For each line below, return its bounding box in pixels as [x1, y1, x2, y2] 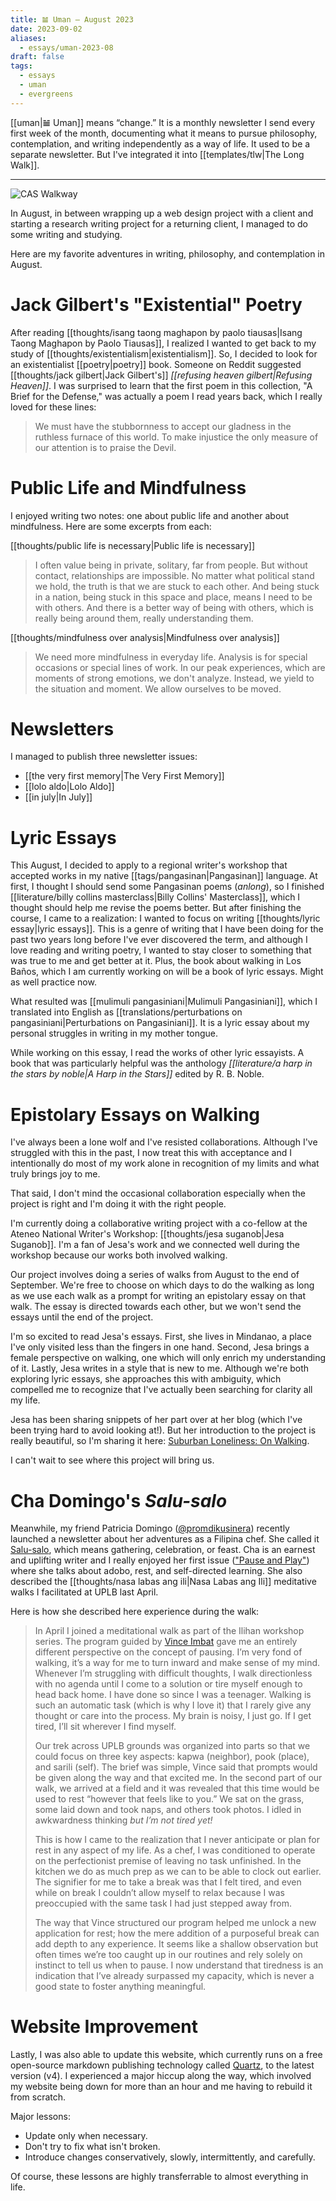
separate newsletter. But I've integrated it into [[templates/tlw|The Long [10, 148, 305, 160]
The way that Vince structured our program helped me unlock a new [34, 1917, 317, 1929]
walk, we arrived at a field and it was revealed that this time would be [34, 1782, 320, 1795]
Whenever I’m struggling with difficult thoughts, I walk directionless [34, 1667, 313, 1680]
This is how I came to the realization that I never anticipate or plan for [34, 1834, 321, 1846]
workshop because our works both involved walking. [10, 1249, 228, 1261]
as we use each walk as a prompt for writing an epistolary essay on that [10, 1290, 306, 1302]
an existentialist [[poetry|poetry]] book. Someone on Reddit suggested [10, 358, 302, 370]
